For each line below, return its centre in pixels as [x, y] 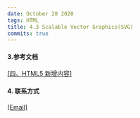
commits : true [28, 33]
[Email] [18, 107]
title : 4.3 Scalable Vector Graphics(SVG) [70, 27]
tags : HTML [23, 20]
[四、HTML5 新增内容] [40, 74]
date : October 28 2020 [40, 14]
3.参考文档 [23, 56]
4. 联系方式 [24, 91]
